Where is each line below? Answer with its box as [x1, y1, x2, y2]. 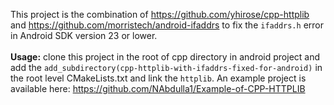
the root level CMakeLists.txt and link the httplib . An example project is [10, 72, 307, 84]
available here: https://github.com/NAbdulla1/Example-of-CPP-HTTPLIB [10, 83, 306, 94]
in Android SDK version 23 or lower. [10, 30, 158, 41]
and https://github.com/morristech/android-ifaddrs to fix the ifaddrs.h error [10, 19, 324, 31]
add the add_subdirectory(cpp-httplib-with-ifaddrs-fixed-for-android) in [10, 62, 323, 73]
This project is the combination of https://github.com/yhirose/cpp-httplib [10, 9, 310, 20]
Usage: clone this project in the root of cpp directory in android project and [10, 51, 321, 63]
